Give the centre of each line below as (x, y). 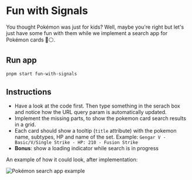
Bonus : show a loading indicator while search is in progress (87, 148)
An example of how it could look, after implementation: (72, 160)
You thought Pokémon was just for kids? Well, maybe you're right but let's (95, 27)
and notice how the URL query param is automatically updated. (90, 112)
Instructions (29, 92)
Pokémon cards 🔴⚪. (31, 40)
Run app (21, 60)
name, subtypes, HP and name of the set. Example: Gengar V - (90, 137)
